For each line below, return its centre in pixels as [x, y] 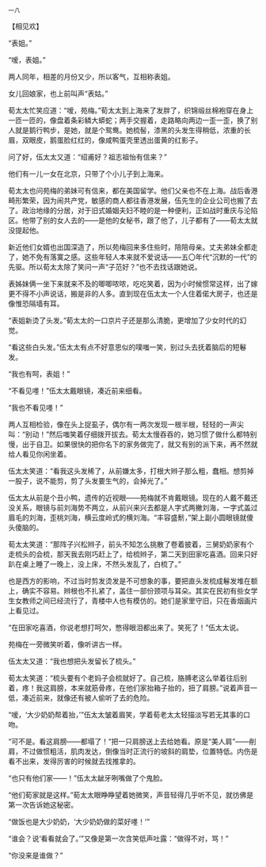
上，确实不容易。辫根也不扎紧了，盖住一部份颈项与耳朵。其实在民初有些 [126, 591]
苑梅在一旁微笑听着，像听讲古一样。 [67, 644]
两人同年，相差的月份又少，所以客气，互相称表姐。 [91, 76]
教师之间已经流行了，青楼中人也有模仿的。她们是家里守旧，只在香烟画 [136, 601]
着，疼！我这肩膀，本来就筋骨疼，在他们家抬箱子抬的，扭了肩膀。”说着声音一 [133, 688]
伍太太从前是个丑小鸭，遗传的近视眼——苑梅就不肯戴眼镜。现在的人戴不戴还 [133, 498]
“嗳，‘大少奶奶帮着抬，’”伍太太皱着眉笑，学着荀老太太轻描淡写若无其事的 [126, 714]
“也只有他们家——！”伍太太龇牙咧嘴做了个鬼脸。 [88, 778]
